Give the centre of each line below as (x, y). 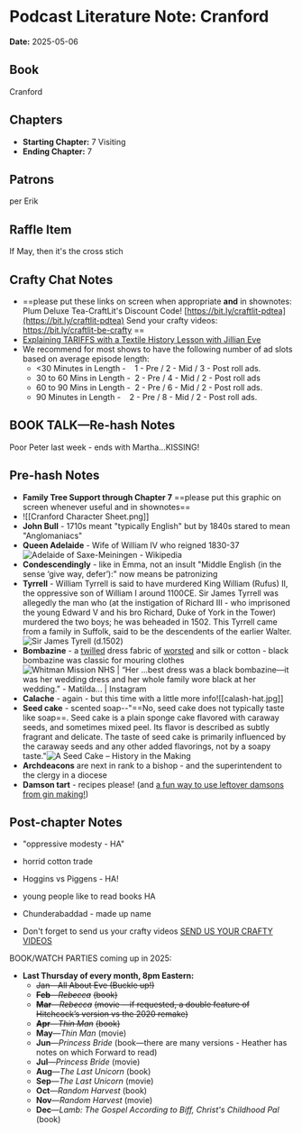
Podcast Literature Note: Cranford (139, 17)
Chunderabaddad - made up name (87, 914)
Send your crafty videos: (172, 320)
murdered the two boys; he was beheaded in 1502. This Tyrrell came (150, 621)
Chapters (36, 120)
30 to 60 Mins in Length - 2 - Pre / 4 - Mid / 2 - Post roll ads (148, 378)
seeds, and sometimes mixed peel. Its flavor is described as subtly (146, 726)
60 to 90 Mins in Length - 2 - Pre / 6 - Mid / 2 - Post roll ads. (149, 388)
